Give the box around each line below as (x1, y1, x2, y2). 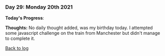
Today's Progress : (5, 15, 44, 21)
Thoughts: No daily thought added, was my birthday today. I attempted (5, 25, 153, 31)
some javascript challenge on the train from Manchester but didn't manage (5, 30, 160, 36)
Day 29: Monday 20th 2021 (5, 4, 73, 11)
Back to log (5, 45, 29, 51)
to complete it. (5, 35, 35, 41)
